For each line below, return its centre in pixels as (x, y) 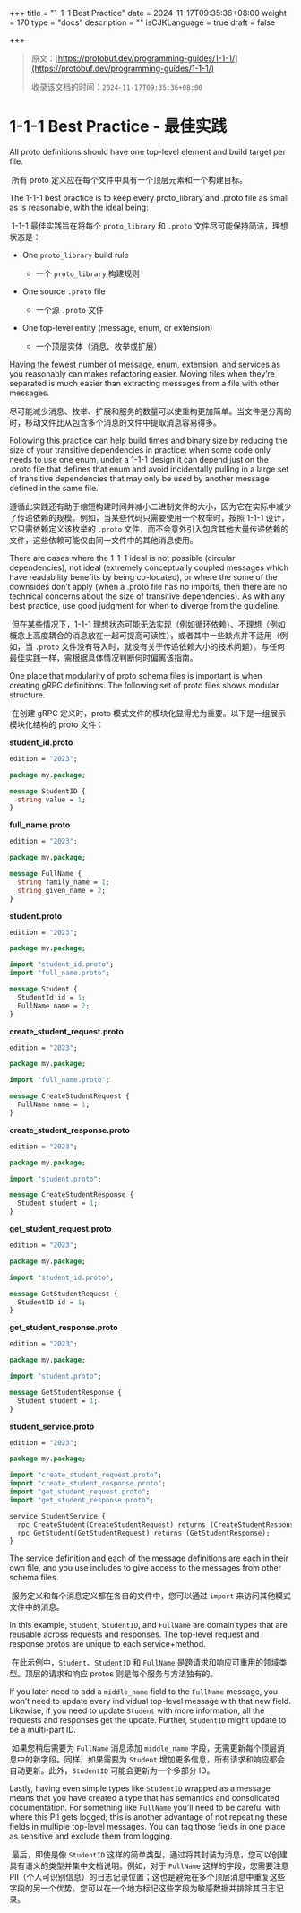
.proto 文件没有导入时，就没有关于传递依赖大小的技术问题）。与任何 (159, 646)
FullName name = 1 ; (54, 1105)
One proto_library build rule (76, 255)
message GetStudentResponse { (66, 1392)
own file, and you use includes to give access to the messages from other (146, 1568)
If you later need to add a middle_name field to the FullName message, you (144, 1692)
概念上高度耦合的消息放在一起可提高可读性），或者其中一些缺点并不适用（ (145, 635)
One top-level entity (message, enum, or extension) (117, 327)
